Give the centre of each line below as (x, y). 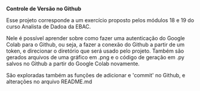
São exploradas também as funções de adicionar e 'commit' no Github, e (96, 75)
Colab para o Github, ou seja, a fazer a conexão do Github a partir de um (96, 45)
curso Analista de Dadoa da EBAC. (49, 27)
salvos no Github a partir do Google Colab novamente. (73, 63)
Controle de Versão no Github (44, 9)
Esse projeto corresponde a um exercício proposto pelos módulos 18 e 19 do (100, 20)
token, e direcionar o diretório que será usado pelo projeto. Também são (95, 51)
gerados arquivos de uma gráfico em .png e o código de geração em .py (96, 57)
